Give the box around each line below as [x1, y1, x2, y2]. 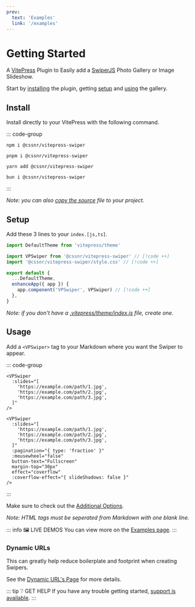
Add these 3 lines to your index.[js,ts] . [6, 230, 108, 237]
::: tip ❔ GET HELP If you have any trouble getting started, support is [6, 587, 176, 594]
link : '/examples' [12, 20, 59, 26]
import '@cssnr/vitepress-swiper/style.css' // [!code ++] [6, 259, 159, 265]
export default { [6, 270, 50, 276]
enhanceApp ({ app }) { [12, 281, 69, 287]
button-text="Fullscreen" [12, 458, 78, 465]
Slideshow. [6, 73, 33, 80]
